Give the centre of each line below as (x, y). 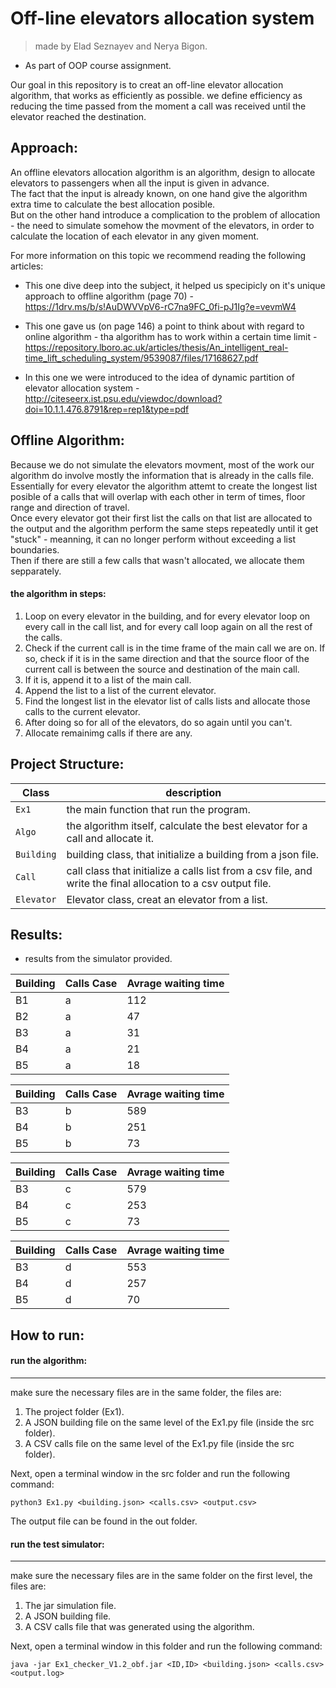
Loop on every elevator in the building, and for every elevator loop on (167, 616)
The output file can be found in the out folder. (104, 1521)
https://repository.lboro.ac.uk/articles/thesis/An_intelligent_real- (156, 347)
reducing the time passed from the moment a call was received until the (158, 106)
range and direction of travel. (70, 507)
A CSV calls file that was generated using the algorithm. (139, 1627)
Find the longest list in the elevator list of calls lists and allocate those (167, 701)
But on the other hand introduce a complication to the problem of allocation (165, 214)
